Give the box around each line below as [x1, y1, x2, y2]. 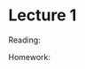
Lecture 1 [8, 5, 77, 26]
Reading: [8, 34, 41, 45]
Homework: [8, 51, 50, 62]
